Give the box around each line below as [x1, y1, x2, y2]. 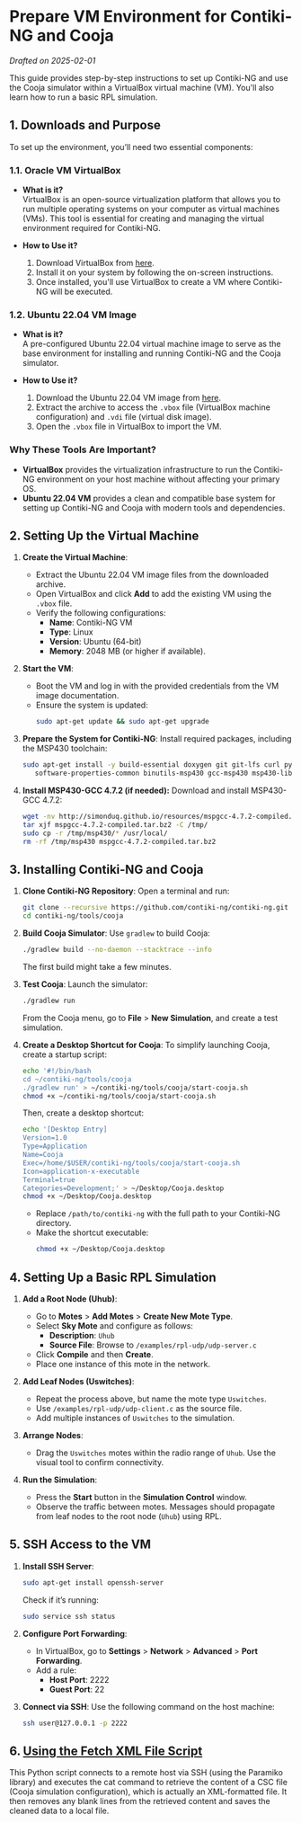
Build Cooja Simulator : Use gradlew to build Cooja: [22, 928, 211, 938]
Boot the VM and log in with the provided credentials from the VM [35, 680, 279, 691]
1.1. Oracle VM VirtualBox [9, 164, 121, 176]
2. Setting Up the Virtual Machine [9, 529, 199, 544]
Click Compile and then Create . [35, 1348, 155, 1359]
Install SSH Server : [22, 1561, 94, 1571]
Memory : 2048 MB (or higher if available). [49, 645, 207, 657]
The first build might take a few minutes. [22, 962, 173, 973]
